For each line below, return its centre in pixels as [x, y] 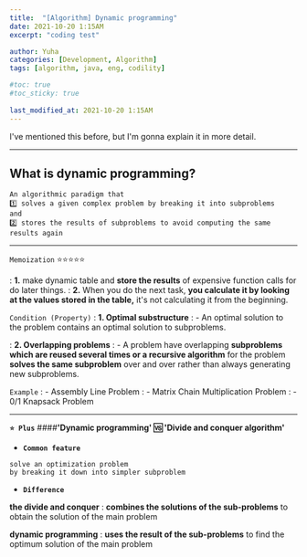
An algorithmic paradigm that [67, 194]
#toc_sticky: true [44, 93]
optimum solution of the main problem [81, 544]
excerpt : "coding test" [55, 35]
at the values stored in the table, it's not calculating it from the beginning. [149, 300]
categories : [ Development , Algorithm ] [83, 60]
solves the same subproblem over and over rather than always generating [150, 364]
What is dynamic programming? [103, 173]
